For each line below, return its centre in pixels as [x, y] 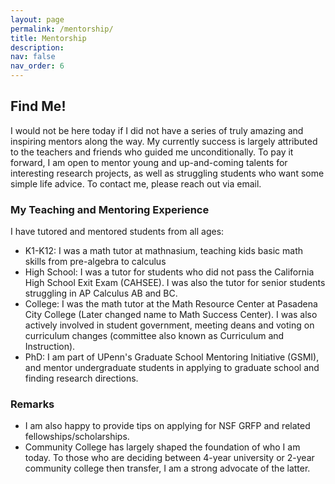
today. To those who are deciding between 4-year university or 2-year [169, 458]
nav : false [33, 57]
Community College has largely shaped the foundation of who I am [162, 447]
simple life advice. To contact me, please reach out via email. [136, 183]
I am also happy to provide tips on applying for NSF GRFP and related [167, 426]
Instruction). [50, 347]
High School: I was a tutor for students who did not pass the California [169, 272]
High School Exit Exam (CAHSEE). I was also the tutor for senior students [175, 283]
